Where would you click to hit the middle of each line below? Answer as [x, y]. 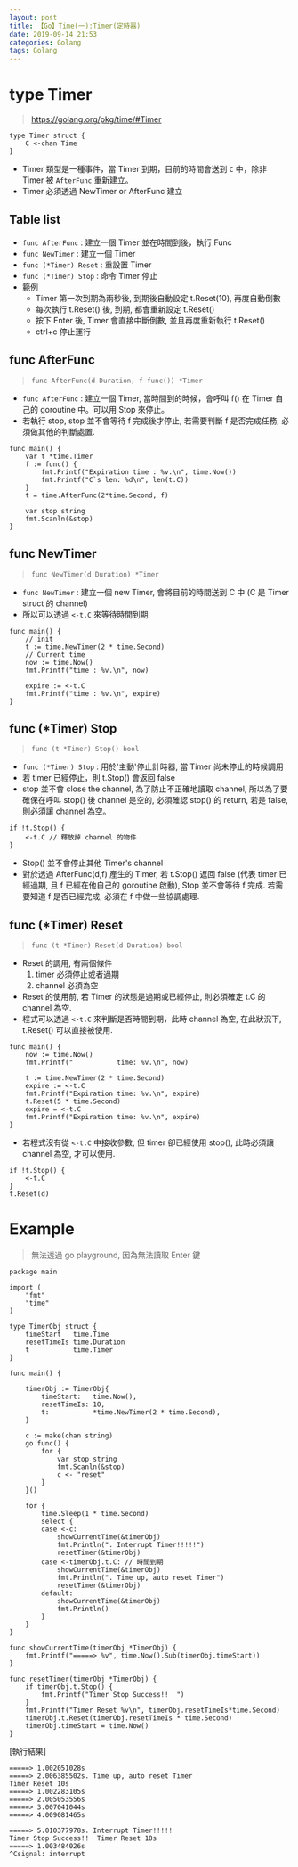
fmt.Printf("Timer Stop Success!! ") [113, 1695]
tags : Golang [33, 51]
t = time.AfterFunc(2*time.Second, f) [97, 495]
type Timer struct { [48, 136]
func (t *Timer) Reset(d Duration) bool [107, 946]
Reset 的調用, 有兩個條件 [67, 963]
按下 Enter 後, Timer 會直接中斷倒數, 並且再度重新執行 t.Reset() [150, 320]
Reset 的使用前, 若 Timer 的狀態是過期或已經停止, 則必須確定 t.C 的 [144, 997]
